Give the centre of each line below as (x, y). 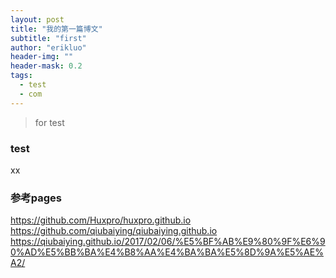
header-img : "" (42, 57)
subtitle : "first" (48, 38)
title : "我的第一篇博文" (56, 29)
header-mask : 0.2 (46, 66)
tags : (21, 76)
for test (49, 122)
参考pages (36, 198)
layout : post (37, 19)
